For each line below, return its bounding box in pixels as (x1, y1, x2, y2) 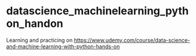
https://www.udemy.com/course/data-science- (73, 36, 190, 43)
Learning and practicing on (6, 36, 73, 43)
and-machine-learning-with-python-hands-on (6, 43, 120, 50)
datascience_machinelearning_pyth (6, 4, 189, 18)
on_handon (6, 17, 64, 30)
